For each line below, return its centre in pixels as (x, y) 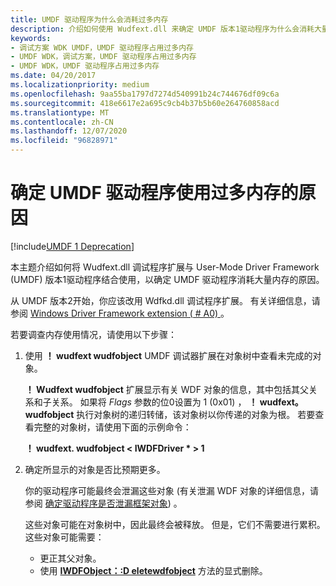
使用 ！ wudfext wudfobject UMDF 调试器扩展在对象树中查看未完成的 (168, 355)
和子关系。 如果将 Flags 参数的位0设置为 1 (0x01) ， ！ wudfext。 (168, 402)
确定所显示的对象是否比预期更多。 (95, 469)
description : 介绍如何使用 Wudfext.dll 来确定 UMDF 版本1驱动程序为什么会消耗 (162, 29)
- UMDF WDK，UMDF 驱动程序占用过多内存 (85, 66)
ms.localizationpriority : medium (80, 85)
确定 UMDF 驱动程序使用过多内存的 (154, 193)
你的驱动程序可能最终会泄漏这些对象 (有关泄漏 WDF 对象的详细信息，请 (171, 490)
